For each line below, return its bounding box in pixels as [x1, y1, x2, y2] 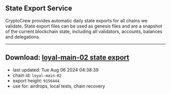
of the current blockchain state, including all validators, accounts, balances [5, 28, 163, 35]
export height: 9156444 [12, 77, 60, 83]
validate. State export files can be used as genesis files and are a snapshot [5, 23, 162, 29]
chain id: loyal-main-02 [12, 72, 62, 78]
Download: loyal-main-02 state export [5, 53, 130, 62]
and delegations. [5, 34, 41, 40]
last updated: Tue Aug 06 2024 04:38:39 [12, 67, 99, 73]
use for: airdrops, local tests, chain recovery [12, 83, 105, 89]
